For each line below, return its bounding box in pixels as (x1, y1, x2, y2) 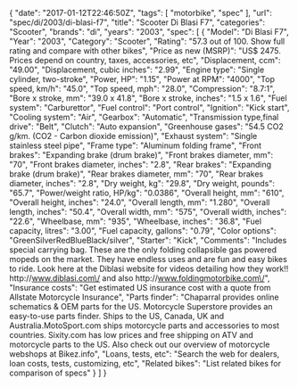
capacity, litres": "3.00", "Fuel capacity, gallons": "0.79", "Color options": (9, 226, 277, 235)
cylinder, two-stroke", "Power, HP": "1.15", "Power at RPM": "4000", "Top (9, 74, 275, 84)
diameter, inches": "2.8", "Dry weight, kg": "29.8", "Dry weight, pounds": (9, 178, 275, 188)
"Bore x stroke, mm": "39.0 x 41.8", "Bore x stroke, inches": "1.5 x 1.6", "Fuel (9, 93, 287, 103)
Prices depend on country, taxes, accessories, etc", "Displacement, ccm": (9, 55, 281, 65)
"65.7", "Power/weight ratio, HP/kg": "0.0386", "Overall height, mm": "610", (9, 187, 285, 198)
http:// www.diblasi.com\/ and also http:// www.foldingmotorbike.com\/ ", (9, 273, 270, 284)
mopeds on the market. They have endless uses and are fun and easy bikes (9, 254, 287, 264)
